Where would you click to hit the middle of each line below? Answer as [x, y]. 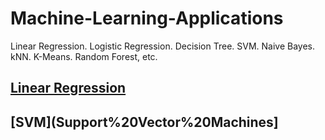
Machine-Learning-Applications [147, 18]
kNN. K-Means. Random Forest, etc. [84, 56]
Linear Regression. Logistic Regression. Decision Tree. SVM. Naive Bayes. [163, 46]
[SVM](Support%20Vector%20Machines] [144, 122]
